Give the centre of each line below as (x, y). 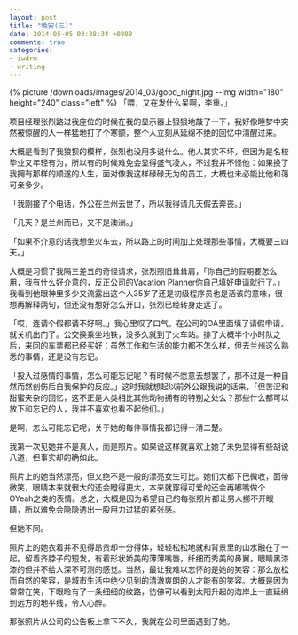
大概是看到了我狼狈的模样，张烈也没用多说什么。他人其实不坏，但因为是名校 (149, 151)
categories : (31, 51)
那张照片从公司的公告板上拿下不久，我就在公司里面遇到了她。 (122, 621)
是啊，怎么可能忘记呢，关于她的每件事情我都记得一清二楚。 (118, 427)
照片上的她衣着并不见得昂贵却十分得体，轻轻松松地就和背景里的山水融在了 (145, 547)
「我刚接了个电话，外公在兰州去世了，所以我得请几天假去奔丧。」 (128, 203)
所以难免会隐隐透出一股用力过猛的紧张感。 (102, 509)
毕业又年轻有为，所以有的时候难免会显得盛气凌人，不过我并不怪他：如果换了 (149, 162)
